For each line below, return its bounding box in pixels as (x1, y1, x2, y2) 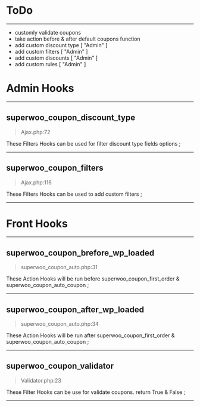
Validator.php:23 (20, 377, 61, 384)
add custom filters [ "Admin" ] (14, 48, 88, 55)
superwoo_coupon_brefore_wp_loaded (6, 248, 155, 258)
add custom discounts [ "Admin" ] (14, 54, 98, 61)
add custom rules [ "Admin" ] (14, 60, 86, 67)
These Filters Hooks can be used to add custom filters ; (6, 190, 142, 198)
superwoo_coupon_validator (6, 361, 114, 371)
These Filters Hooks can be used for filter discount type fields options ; (6, 140, 181, 147)
